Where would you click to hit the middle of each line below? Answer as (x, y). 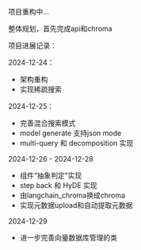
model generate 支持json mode (70, 133)
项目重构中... (29, 12)
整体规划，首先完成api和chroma (60, 29)
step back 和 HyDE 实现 (58, 185)
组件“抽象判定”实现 (51, 175)
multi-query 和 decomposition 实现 (76, 143)
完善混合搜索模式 (48, 123)
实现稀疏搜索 (40, 89)
